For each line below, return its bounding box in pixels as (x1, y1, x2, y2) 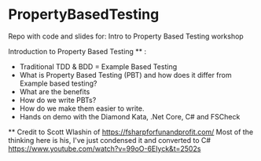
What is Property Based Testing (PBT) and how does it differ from (19, 70, 232, 79)
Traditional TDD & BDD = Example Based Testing (19, 61, 178, 71)
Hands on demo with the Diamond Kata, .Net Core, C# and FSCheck (19, 112, 241, 121)
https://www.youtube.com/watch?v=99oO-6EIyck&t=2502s (8, 144, 201, 153)
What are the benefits (19, 86, 90, 96)
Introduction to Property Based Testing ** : (8, 46, 147, 56)
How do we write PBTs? (19, 95, 97, 104)
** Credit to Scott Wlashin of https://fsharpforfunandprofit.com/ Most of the (8, 127, 254, 137)
